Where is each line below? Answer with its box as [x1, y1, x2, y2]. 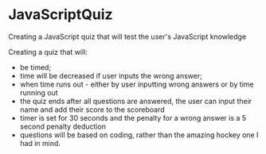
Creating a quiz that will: [8, 47, 88, 56]
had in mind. [19, 138, 61, 148]
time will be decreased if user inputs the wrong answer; [19, 71, 203, 80]
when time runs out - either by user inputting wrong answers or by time [19, 79, 255, 89]
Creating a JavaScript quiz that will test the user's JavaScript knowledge [8, 32, 247, 41]
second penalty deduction [19, 121, 106, 131]
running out [19, 87, 58, 97]
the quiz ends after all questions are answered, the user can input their [19, 96, 252, 106]
